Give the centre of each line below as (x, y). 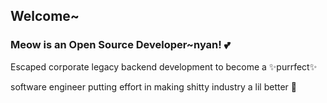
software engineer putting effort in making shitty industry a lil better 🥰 (154, 86)
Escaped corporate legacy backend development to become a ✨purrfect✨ (164, 66)
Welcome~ (45, 16)
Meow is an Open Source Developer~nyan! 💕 (120, 45)
